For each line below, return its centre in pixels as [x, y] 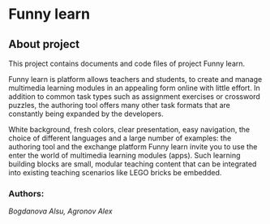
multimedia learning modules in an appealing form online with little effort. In [135, 88]
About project [44, 44]
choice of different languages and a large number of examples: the [120, 138]
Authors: [26, 193]
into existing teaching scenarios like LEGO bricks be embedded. [115, 172]
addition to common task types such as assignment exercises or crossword [135, 97]
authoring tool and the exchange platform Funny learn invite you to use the [133, 146]
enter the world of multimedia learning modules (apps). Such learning [124, 155]
